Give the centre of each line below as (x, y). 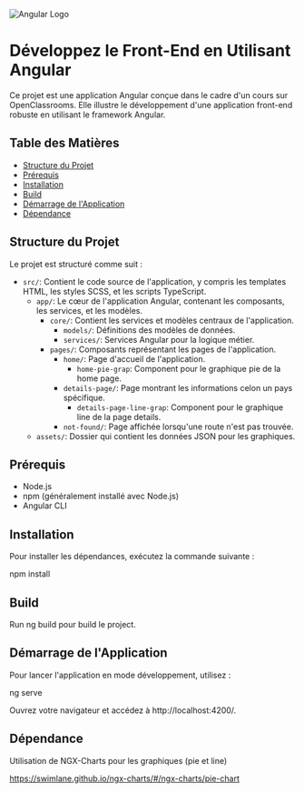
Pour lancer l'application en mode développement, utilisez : (120, 675)
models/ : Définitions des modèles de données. (149, 330)
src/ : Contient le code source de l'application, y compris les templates (154, 281)
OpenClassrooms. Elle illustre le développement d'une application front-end (151, 105)
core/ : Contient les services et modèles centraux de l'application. (172, 320)
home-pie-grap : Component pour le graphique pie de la (179, 368)
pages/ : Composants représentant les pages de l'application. (163, 349)
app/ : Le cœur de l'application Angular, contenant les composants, (160, 301)
